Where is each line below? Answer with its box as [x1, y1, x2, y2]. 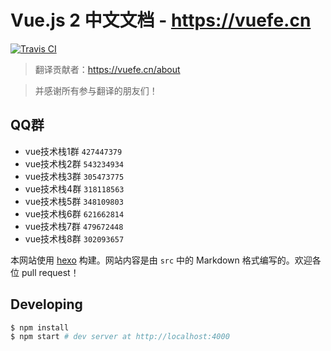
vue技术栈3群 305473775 [24, 170, 125, 182]
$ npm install [10, 322, 70, 333]
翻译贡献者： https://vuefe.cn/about [34, 63, 181, 75]
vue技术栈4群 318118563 [24, 182, 125, 195]
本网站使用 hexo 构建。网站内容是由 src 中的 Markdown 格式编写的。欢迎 [10, 254, 313, 266]
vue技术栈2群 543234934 [24, 157, 125, 170]
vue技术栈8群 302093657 [24, 232, 125, 245]
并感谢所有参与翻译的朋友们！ [34, 84, 158, 96]
